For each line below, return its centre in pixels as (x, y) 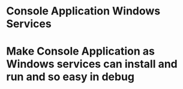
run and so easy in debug (70, 77)
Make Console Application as (80, 51)
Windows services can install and (92, 64)
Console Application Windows (83, 11)
